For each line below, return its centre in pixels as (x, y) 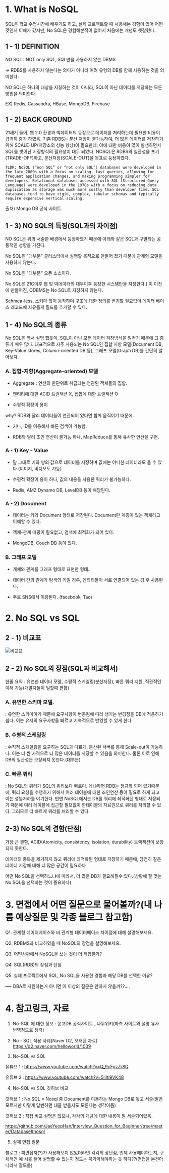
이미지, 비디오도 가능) (41, 468)
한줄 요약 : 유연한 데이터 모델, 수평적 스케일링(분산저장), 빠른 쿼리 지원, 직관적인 (83, 681)
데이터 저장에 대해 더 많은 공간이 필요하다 (46, 865)
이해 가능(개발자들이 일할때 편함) (37, 688)
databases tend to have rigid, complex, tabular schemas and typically (82, 194)
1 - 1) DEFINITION (32, 47)
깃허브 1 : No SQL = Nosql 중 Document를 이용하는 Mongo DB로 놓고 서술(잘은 (84, 1099)
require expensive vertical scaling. (45, 198)
